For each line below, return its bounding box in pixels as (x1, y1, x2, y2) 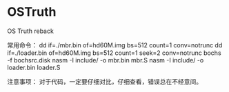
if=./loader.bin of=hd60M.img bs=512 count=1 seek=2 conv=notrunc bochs (7, 49, 222, 57)
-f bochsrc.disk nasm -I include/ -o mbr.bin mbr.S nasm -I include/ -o (7, 56, 204, 64)
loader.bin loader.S (7, 63, 61, 71)
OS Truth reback (7, 27, 54, 35)
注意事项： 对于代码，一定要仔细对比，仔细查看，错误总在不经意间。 (7, 77, 202, 86)
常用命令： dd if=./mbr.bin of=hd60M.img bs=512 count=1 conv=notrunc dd (7, 41, 223, 49)
